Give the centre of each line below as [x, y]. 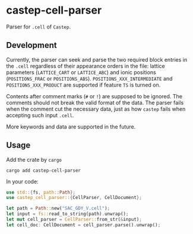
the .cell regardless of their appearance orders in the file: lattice [86, 66]
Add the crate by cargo [34, 159]
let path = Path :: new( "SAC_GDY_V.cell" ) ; [58, 209]
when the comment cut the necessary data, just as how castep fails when [96, 109]
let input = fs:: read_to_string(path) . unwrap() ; [67, 214]
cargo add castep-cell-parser [44, 170]
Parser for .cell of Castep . [39, 27]
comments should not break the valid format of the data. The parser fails [95, 102]
